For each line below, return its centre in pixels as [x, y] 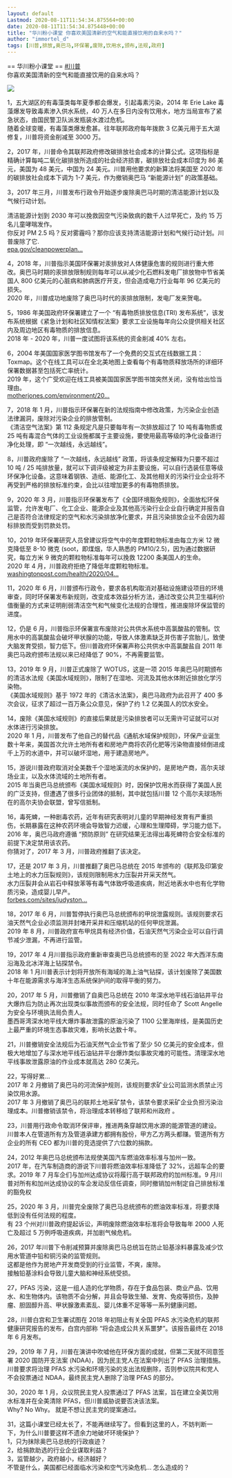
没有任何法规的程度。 [49, 1215]
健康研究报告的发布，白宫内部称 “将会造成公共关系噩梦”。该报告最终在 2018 [115, 1328]
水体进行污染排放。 [35, 727]
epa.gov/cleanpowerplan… [45, 249]
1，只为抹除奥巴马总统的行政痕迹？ [57, 1441]
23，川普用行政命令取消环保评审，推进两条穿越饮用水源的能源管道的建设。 [114, 1125]
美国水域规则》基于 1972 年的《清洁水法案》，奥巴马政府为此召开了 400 [114, 695]
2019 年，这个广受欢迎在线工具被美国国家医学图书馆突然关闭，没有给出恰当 [115, 379]
